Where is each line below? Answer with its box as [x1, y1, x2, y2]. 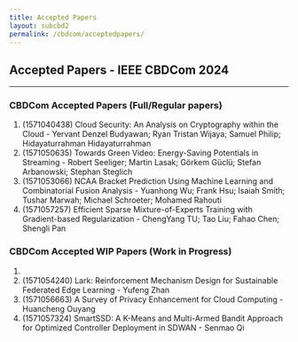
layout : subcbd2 [9, 21, 69, 30]
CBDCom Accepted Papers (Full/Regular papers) [9, 99, 223, 112]
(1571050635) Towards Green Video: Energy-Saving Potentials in [21, 147, 259, 158]
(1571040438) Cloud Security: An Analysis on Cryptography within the [21, 119, 279, 130]
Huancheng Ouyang [21, 303, 96, 314]
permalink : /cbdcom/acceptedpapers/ [9, 29, 145, 38]
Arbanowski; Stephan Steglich [21, 166, 133, 178]
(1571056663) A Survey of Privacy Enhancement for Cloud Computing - [21, 294, 284, 305]
